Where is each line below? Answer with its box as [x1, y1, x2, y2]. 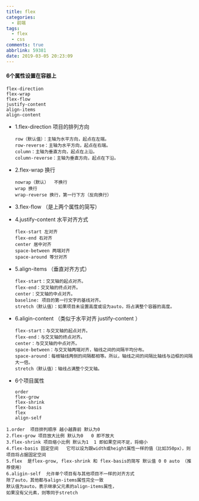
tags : [6, 25, 20, 32]
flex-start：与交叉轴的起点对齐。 [14, 328, 91, 334]
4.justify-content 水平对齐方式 [14, 216, 89, 223]
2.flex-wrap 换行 [14, 166, 55, 173]
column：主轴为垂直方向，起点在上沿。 [14, 148, 98, 155]
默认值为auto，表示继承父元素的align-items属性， [6, 483, 117, 489]
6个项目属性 [14, 376, 45, 384]
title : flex [6, 8, 36, 15]
